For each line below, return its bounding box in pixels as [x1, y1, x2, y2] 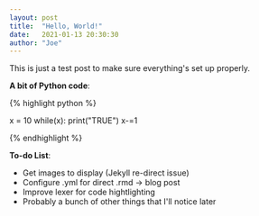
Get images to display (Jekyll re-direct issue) [22, 167, 190, 178]
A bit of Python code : [9, 80, 90, 91]
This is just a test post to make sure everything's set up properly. [9, 63, 251, 74]
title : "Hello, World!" [9, 22, 103, 31]
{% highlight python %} [9, 98, 97, 109]
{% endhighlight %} [9, 132, 83, 144]
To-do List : [9, 150, 51, 161]
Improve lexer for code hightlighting [22, 186, 156, 198]
